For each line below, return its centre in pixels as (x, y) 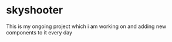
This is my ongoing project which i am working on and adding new (86, 26)
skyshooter (35, 10)
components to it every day (39, 32)
